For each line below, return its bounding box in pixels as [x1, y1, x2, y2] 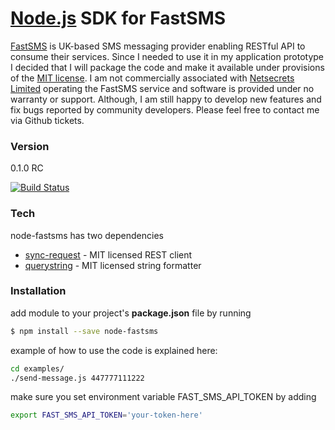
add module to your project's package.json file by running [10, 307, 252, 319]
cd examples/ [10, 363, 65, 374]
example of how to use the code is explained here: [10, 344, 218, 356]
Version [10, 139, 50, 153]
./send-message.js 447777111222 [10, 373, 145, 383]
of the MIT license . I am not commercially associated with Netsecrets [10, 72, 295, 84]
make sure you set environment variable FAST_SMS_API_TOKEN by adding [10, 391, 317, 403]
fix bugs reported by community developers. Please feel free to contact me [10, 103, 320, 116]
